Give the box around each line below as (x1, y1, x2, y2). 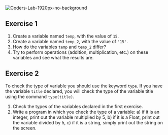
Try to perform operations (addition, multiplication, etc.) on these (12, 49, 149, 55)
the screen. (12, 125, 37, 131)
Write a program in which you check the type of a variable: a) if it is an (12, 109, 160, 115)
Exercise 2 (5, 69, 39, 78)
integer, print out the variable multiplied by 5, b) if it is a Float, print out (12, 114, 160, 120)
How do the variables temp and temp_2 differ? (12, 44, 107, 50)
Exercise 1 (5, 19, 38, 28)
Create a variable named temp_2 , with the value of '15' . (12, 38, 128, 44)
